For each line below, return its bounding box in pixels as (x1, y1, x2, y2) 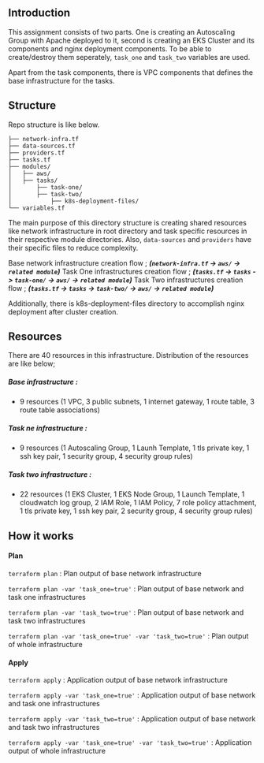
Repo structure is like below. (8, 120, 100, 129)
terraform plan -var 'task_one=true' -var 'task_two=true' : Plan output (8, 631, 249, 641)
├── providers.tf (8, 149, 65, 157)
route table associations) (19, 405, 101, 415)
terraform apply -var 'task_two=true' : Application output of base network (8, 714, 256, 724)
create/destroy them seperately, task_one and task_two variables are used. (8, 52, 251, 61)
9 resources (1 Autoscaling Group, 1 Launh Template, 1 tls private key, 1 (19, 443, 250, 452)
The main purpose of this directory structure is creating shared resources (8, 218, 247, 227)
